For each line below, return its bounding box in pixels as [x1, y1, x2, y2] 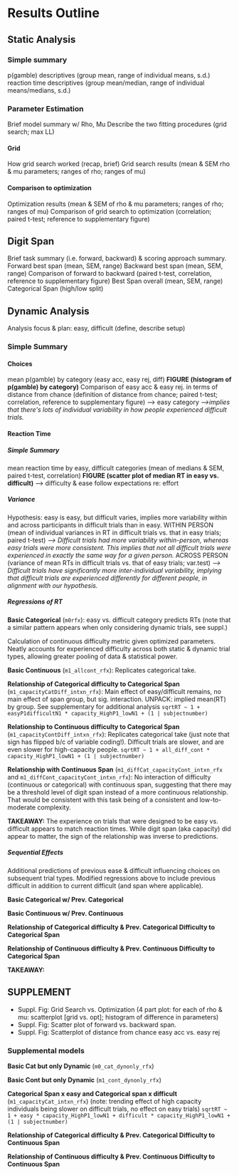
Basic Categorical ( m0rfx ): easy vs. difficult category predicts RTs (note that [7, 615, 231, 624]
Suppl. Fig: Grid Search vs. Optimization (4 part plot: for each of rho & [17, 1005, 223, 1013]
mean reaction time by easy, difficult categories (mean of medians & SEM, [7, 463, 225, 472]
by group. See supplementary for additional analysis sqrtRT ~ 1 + [7, 702, 201, 710]
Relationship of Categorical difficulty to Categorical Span [7, 679, 180, 688]
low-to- [199, 795, 222, 804]
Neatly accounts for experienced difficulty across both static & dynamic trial [7, 644, 230, 653]
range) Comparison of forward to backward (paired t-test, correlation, [7, 269, 212, 278]
